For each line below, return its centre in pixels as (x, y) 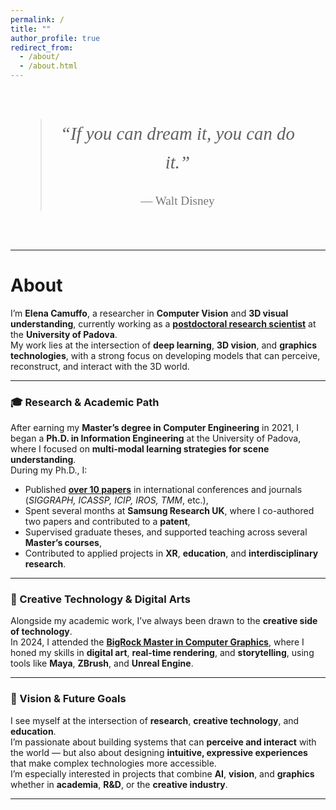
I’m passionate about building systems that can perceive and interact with (163, 742)
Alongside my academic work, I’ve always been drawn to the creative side (164, 621)
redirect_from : (42, 47)
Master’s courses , (63, 543)
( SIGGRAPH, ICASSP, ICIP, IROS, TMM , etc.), (116, 500)
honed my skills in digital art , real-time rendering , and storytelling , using (162, 653)
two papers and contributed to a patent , (107, 522)
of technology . (41, 632)
